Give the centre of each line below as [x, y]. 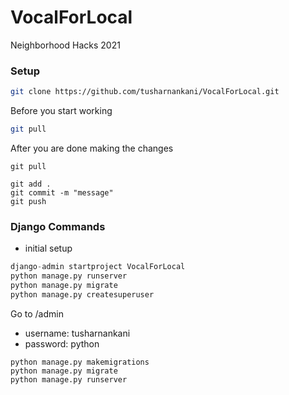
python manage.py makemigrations [80, 362]
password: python [62, 343]
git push [28, 201]
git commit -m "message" [62, 192]
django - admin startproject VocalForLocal [98, 267]
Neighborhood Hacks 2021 [65, 45]
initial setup [48, 248]
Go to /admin [37, 313]
